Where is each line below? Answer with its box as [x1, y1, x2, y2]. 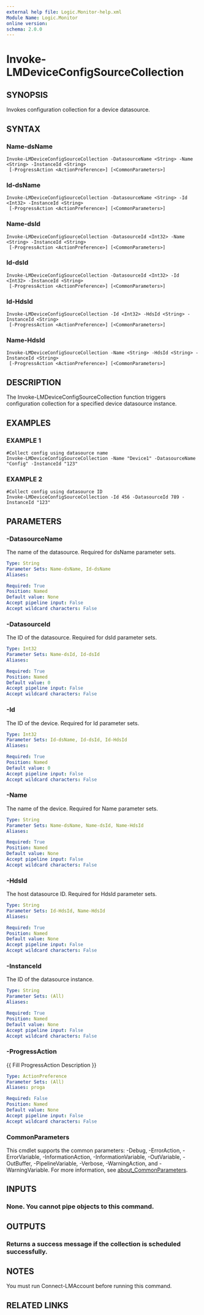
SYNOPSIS [6, 89, 48, 100]
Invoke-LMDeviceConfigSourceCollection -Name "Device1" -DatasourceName [6, 455, 196, 461]
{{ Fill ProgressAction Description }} [6, 1061, 97, 1069]
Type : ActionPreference [6, 1073, 67, 1079]
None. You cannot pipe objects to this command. [6, 1202, 154, 1211]
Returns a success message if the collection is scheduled [6, 1240, 181, 1248]
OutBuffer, [6, 1159, 32, 1167]
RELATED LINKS [6, 1300, 69, 1311]
